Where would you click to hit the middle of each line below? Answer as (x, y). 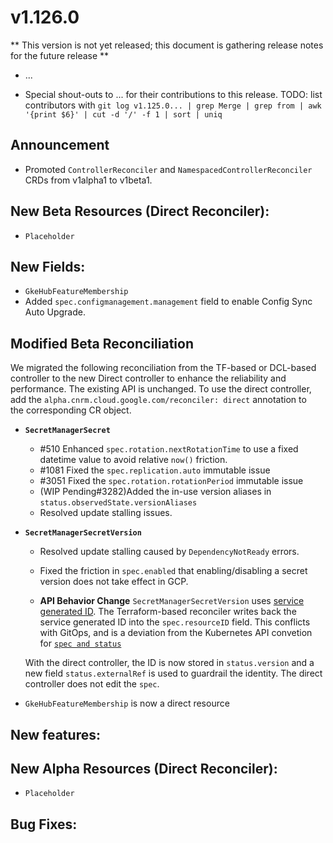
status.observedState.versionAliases (118, 503)
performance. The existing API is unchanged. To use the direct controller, (161, 389)
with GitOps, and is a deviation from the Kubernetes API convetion (176, 633)
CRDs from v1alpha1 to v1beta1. (88, 180)
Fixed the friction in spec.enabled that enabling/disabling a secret (173, 571)
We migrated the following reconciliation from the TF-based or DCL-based (163, 368)
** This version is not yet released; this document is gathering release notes (167, 45)
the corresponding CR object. (71, 410)
